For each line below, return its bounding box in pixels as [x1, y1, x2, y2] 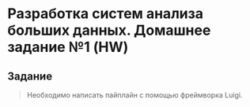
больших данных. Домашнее [7, 21, 211, 39]
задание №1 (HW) [7, 39, 129, 56]
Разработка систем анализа [7, 5, 203, 23]
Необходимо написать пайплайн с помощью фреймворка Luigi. [26, 90, 243, 99]
